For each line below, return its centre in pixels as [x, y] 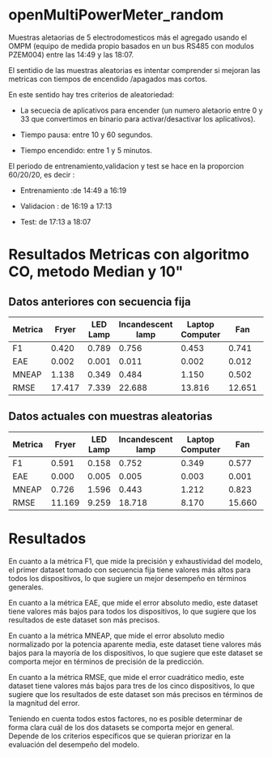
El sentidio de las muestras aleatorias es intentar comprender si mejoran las [134, 70]
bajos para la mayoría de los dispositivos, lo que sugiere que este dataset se [136, 652]
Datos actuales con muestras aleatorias [110, 416]
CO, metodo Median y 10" [96, 272]
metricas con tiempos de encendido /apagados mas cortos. [108, 79]
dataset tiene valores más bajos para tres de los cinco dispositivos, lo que [132, 686]
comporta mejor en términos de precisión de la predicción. [106, 661]
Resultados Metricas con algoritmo [129, 255]
